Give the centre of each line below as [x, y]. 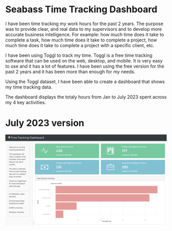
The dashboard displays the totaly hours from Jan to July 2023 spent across [86, 97]
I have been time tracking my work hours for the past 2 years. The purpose [84, 24]
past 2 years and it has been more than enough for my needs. [70, 71]
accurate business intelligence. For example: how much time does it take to [85, 34]
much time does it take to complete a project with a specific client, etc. [80, 45]
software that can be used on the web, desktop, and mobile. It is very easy [84, 60]
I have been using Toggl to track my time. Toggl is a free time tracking [79, 55]
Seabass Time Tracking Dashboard [81, 9]
